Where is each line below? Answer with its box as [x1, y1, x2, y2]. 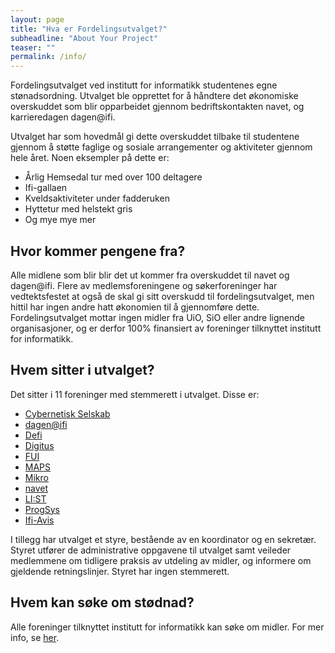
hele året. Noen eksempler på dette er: [10, 152, 170, 164]
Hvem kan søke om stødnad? [10, 594, 195, 611]
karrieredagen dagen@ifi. [10, 111, 116, 123]
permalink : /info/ [10, 52, 87, 62]
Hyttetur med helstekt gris [24, 203, 133, 215]
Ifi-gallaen [24, 182, 68, 194]
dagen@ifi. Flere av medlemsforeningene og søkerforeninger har [10, 279, 278, 291]
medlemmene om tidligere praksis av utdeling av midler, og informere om [10, 554, 312, 566]
